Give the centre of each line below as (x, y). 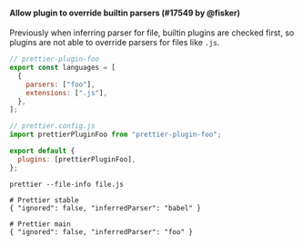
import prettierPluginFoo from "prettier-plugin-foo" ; (116, 135)
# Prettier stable (44, 200)
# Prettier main (40, 224)
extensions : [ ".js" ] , (66, 93)
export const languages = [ (63, 68)
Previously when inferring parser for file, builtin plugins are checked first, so (152, 33)
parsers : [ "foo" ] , (61, 84)
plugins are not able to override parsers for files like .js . (115, 43)
